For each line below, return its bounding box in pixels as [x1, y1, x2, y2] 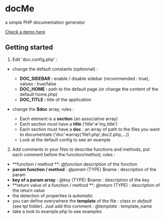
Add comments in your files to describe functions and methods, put [12, 146, 150, 152]
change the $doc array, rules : [12, 106, 74, 112]
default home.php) [19, 91, 58, 97]
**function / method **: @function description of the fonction [12, 161, 137, 167]
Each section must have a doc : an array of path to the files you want [19, 126, 160, 132]
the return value [12, 187, 45, 193]
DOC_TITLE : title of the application [19, 96, 91, 102]
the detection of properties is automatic [12, 192, 93, 198]
